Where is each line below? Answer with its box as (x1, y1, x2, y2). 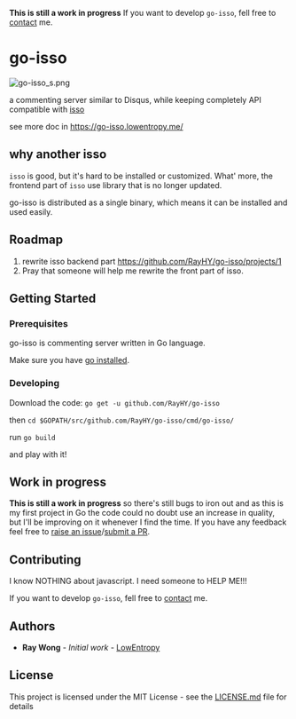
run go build (9, 431, 56, 442)
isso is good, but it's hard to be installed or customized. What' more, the (9, 170, 273, 181)
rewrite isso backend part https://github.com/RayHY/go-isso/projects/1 (21, 256, 282, 266)
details (9, 700, 34, 711)
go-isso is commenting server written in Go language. (9, 337, 206, 349)
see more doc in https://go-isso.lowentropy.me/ (9, 121, 183, 131)
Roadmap (9, 233, 64, 248)
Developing (9, 377, 60, 390)
